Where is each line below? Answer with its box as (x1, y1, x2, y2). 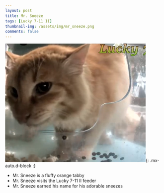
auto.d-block (5, 163, 32, 169)
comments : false (5, 29, 39, 34)
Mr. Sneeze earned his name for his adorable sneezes (12, 183, 123, 189)
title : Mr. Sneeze (5, 13, 43, 18)
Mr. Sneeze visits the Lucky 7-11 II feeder (12, 178, 96, 184)
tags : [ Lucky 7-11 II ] (5, 18, 52, 23)
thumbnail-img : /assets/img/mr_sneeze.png (5, 24, 94, 29)
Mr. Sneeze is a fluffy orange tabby (12, 173, 84, 179)
